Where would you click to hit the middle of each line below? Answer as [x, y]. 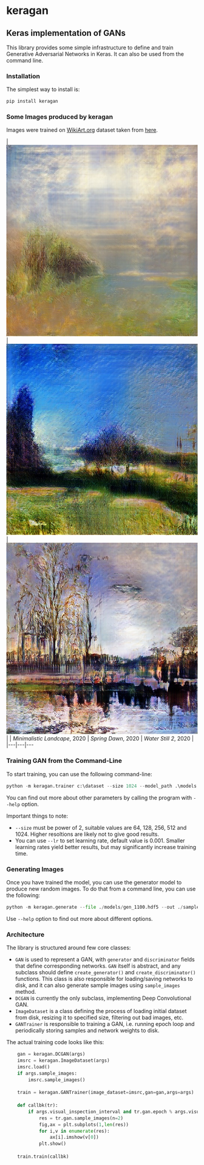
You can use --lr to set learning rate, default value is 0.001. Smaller [100, 840]
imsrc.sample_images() [57, 1080]
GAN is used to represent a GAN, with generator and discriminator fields [105, 960]
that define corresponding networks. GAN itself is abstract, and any [98, 966]
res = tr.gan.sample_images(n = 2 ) [81, 1118]
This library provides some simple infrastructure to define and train [90, 47]
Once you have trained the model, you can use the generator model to [94, 882]
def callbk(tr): [38, 1105]
